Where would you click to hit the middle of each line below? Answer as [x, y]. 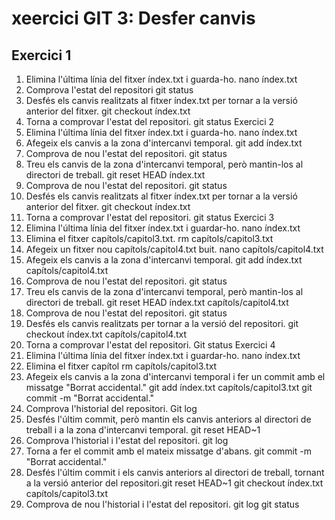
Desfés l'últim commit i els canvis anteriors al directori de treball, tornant [175, 472]
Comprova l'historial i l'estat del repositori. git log [127, 440]
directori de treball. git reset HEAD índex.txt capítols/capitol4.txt [157, 302]
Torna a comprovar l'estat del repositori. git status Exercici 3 [150, 217]
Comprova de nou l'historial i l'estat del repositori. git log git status [162, 504]
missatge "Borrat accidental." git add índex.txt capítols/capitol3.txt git [169, 387]
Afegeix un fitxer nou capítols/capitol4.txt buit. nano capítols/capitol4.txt [174, 249]
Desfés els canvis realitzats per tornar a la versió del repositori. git [162, 323]
